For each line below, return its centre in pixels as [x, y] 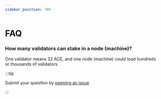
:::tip [9, 73]
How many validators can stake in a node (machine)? [69, 48]
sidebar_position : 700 [28, 9]
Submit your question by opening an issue [47, 83]
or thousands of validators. [32, 64]
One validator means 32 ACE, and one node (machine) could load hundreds [80, 59]
